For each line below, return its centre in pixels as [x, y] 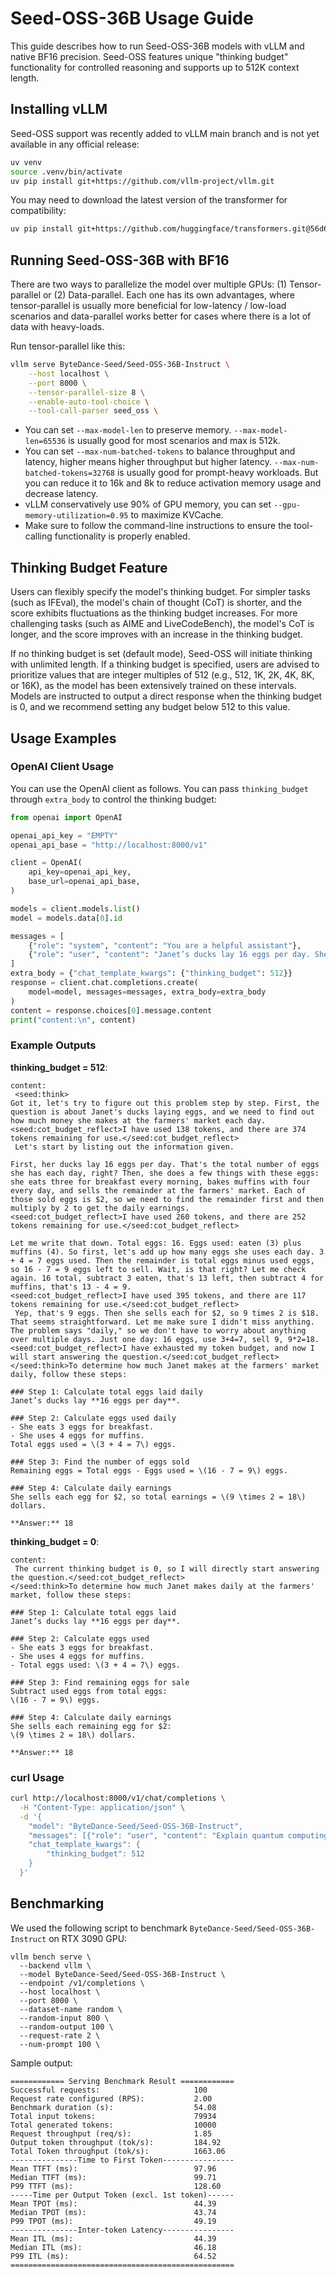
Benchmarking [57, 1903]
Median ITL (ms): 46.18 [113, 2247]
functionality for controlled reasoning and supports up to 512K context [155, 67]
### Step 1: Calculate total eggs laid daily [106, 1392]
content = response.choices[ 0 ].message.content [111, 1010]
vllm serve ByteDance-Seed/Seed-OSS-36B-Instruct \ [120, 365]
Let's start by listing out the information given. [124, 1147]
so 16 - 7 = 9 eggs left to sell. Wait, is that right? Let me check [158, 1269]
